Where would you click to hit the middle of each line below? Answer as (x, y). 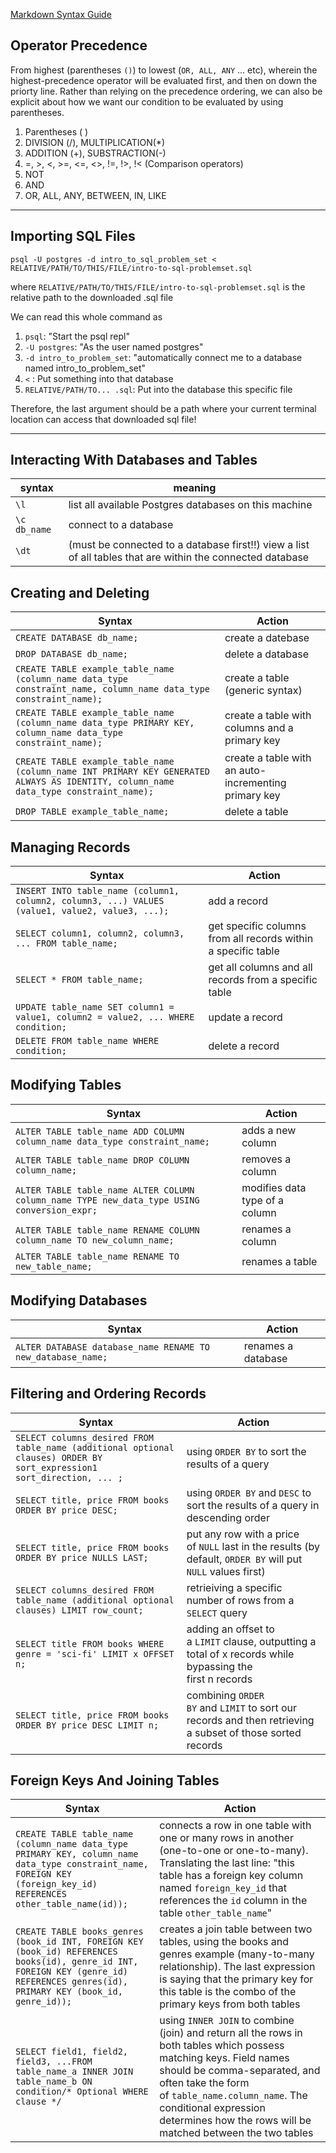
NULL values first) (226, 1571)
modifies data (274, 1187)
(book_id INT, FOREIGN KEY (79, 1942)
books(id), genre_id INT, (77, 1962)
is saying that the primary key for (236, 1979)
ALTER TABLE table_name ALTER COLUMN (105, 1190)
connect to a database (121, 525)
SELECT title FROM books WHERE (90, 1643)
